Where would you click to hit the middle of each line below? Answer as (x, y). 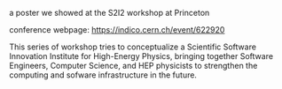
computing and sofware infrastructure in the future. (103, 75)
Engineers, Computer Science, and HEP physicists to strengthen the (133, 66)
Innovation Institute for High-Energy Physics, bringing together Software (141, 56)
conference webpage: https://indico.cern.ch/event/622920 (117, 30)
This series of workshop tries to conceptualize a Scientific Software (133, 47)
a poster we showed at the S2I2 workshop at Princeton (110, 13)
